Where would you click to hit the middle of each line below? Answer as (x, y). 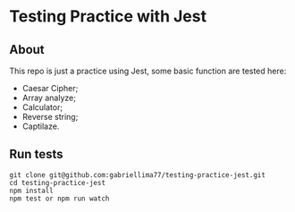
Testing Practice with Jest (108, 17)
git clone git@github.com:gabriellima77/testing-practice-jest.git (138, 175)
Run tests (36, 154)
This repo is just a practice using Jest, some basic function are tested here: (148, 71)
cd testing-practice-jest (57, 182)
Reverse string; (50, 117)
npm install (31, 191)
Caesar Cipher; (50, 88)
